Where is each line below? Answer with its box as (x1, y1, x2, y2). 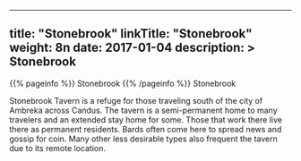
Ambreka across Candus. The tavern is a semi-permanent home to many (9, 105, 278, 115)
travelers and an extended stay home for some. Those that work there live (9, 114, 282, 125)
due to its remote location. (9, 142, 106, 153)
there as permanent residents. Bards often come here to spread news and (9, 123, 282, 134)
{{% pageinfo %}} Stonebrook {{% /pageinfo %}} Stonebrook (9, 78, 236, 89)
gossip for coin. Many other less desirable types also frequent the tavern (9, 133, 278, 144)
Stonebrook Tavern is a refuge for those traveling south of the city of (9, 95, 263, 106)
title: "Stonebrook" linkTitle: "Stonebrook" (9, 26, 253, 41)
